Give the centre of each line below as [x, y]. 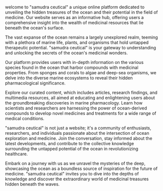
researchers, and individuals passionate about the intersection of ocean [77, 133]
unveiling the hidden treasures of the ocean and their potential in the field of [81, 12]
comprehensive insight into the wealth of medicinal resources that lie [74, 22]
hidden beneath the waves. [32, 184]
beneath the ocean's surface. [35, 28]
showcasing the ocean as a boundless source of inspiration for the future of [81, 169]
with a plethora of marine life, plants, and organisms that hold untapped [77, 42]
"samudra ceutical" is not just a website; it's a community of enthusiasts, [78, 128]
